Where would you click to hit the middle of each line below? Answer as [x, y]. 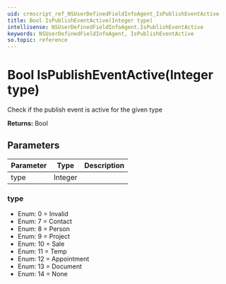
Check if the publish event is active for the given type [85, 110]
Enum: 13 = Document [50, 266]
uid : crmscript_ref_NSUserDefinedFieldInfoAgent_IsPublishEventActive [113, 14]
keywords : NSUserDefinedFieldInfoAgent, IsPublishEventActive [101, 34]
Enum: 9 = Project [44, 237]
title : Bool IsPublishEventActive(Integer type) [80, 20]
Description [105, 165]
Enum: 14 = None [43, 274]
